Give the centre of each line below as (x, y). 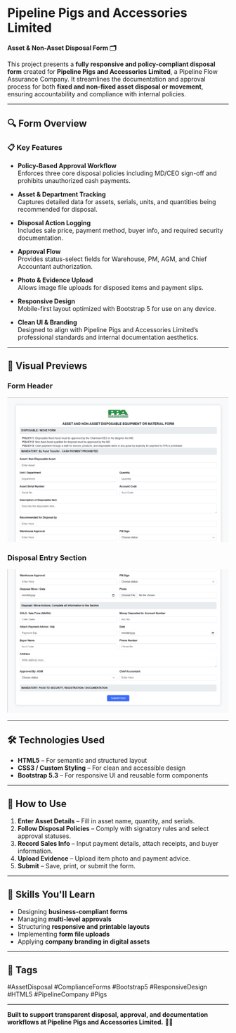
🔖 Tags (22, 970)
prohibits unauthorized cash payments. (74, 180)
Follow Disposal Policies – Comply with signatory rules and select (113, 828)
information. (35, 851)
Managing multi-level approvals (65, 919)
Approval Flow (39, 251)
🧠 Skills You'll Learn (51, 895)
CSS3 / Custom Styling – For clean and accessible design (101, 768)
